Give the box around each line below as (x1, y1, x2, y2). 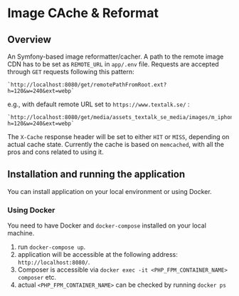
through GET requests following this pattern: (7, 68, 135, 76)
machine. (7, 229, 35, 238)
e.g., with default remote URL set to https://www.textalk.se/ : (7, 100, 190, 108)
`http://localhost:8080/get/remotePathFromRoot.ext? (7, 81, 167, 88)
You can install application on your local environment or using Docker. (7, 187, 212, 195)
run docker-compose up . (17, 243, 86, 251)
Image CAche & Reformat (7, 5, 159, 21)
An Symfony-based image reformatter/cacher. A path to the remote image (7, 52, 224, 61)
